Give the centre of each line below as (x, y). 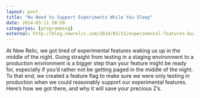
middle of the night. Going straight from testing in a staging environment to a (100, 57)
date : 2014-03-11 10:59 (36, 23)
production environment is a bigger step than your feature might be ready (96, 64)
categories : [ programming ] (40, 28)
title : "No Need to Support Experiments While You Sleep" (79, 17)
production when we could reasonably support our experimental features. (97, 82)
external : (18, 34)
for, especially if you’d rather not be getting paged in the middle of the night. (100, 69)
